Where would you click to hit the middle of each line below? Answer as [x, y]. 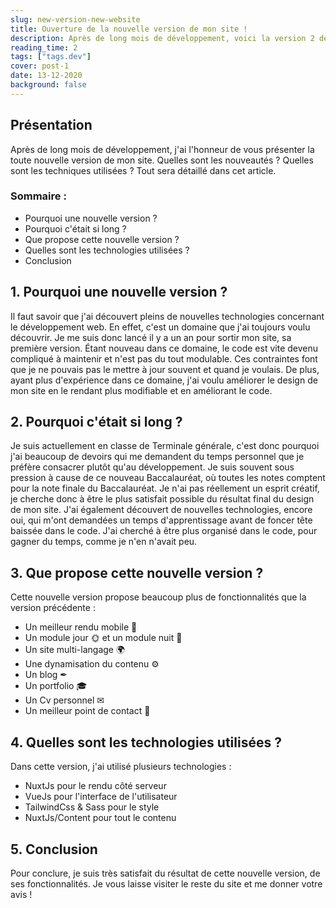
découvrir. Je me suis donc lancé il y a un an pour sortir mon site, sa [151, 337]
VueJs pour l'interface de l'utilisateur [101, 797]
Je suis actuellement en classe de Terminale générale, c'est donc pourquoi [165, 446]
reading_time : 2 [44, 47]
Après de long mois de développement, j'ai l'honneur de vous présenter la [162, 149]
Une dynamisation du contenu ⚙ [92, 664]
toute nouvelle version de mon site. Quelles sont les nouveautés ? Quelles [162, 160]
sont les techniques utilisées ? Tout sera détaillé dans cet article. [143, 170]
